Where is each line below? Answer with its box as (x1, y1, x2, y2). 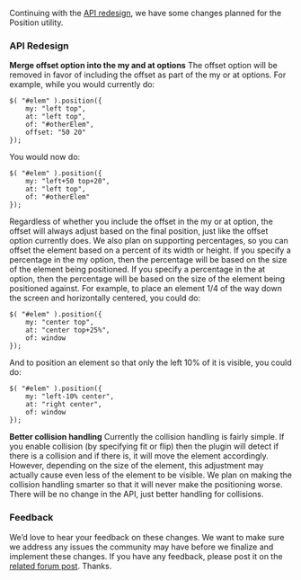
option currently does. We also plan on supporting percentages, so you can (9, 236, 289, 246)
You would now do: (9, 152, 81, 163)
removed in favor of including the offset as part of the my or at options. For (9, 69, 287, 80)
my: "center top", (25, 318, 94, 327)
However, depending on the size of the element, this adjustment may (9, 460, 264, 471)
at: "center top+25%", (25, 326, 111, 335)
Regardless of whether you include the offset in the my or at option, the (9, 216, 274, 228)
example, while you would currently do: (9, 79, 155, 90)
